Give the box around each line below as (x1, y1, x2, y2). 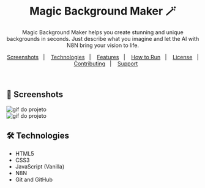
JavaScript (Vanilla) (15, 162, 65, 170)
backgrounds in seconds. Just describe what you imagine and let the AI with (6, 35, 199, 42)
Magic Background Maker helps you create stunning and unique (22, 28, 184, 36)
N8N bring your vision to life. (66, 42, 140, 49)
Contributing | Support (73, 60, 138, 67)
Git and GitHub (15, 176, 53, 183)
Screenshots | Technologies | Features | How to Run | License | (7, 53, 199, 60)
